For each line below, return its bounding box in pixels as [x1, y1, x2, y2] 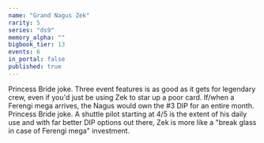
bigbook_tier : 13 [8, 41, 66, 49]
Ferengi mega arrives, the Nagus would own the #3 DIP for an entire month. [8, 101, 255, 110]
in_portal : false [8, 56, 66, 64]
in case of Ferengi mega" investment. [8, 126, 130, 135]
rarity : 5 [8, 19, 41, 27]
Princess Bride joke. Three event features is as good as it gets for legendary [8, 84, 256, 93]
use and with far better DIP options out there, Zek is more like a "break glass [8, 117, 257, 126]
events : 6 [8, 48, 41, 56]
